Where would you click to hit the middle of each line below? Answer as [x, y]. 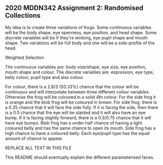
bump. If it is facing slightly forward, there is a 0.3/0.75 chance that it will [78, 118]
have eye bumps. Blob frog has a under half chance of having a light [74, 123]
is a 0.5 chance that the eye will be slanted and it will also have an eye [75, 112]
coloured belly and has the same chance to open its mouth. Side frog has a [81, 128]
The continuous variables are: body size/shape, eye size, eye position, [76, 67]
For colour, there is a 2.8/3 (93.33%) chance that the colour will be [72, 87]
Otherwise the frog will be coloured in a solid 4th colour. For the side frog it [81, 97]
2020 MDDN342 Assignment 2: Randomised [74, 8]
